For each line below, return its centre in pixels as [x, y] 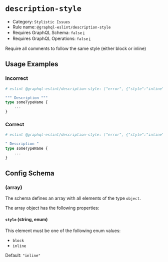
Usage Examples [32, 64]
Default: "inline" [23, 255]
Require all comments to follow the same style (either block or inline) [76, 48]
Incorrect [17, 78]
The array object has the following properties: [52, 208]
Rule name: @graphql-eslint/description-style [61, 27]
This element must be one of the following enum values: [63, 231]
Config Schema [30, 173]
